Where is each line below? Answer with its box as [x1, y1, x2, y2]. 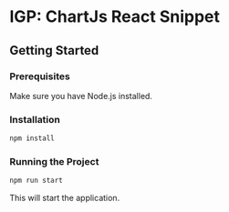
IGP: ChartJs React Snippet [9, 6, 221, 27]
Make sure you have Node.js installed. [9, 90, 153, 101]
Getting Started [9, 43, 99, 58]
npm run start [9, 176, 64, 186]
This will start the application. [9, 193, 120, 204]
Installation [9, 113, 61, 126]
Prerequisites [9, 70, 70, 83]
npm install [9, 134, 55, 143]
